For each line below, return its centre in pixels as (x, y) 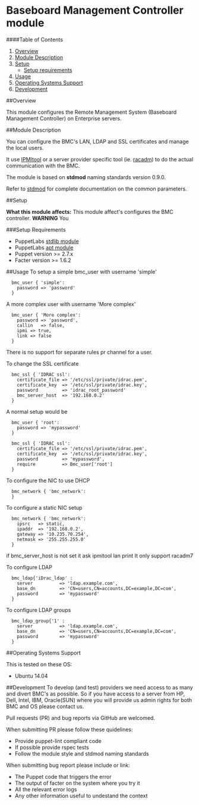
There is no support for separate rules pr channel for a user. (80, 352)
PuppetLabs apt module (44, 247)
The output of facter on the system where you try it (78, 783)
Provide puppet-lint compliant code (58, 741)
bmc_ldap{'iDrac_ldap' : (42, 578)
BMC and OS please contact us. (45, 706)
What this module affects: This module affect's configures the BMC (90, 211)
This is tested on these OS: (39, 664)
